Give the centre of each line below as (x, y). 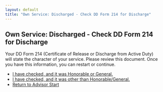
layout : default (22, 10)
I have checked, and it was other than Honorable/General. (71, 79)
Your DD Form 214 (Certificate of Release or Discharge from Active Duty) (79, 54)
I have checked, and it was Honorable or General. (62, 74)
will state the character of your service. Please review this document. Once (81, 59)
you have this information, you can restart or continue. (60, 64)
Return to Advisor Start (36, 85)
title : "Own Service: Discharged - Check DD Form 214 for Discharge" (78, 14)
